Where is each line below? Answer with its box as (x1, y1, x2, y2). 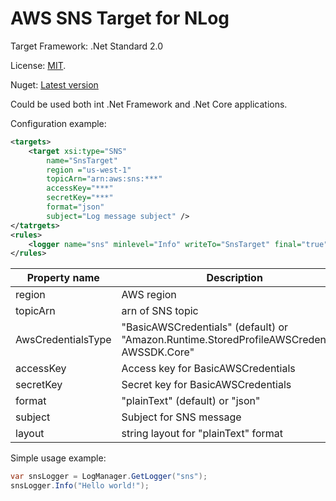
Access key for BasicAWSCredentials (121, 362, 296, 376)
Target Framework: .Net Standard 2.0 (10, 40, 164, 52)
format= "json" (46, 202, 105, 212)
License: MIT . (10, 59, 67, 71)
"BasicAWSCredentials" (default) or (121, 320, 289, 334)
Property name (26, 271, 100, 285)
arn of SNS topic (121, 304, 199, 318)
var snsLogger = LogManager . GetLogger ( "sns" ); (10, 472, 208, 482)
